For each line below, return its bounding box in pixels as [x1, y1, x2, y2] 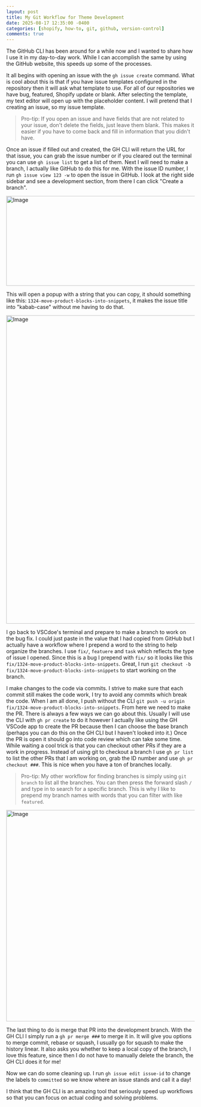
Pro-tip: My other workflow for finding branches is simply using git [20, 773, 187, 780]
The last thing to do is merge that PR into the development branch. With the [6, 1026, 192, 1033]
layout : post [6, 8, 39, 15]
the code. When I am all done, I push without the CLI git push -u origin [6, 697, 185, 705]
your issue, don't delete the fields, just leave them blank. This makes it [20, 122, 194, 129]
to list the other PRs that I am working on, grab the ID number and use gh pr [6, 755, 193, 762]
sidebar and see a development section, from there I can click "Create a [6, 178, 184, 185]
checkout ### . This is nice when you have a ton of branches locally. [6, 761, 172, 768]
